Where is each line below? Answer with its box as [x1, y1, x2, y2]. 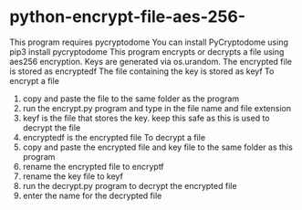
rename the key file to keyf [22, 171, 123, 182]
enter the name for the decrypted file [22, 190, 162, 201]
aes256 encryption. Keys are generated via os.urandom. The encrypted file [9, 56, 292, 67]
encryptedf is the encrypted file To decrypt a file [22, 131, 206, 142]
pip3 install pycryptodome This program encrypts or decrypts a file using [9, 46, 285, 57]
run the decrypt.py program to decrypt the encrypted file [22, 180, 237, 191]
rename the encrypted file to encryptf [22, 161, 164, 172]
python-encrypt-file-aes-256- [9, 6, 246, 27]
